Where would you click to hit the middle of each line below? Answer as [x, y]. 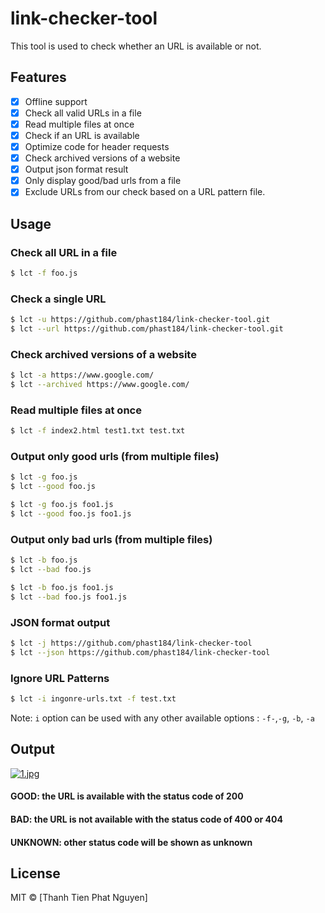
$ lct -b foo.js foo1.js [62, 587]
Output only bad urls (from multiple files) [111, 539]
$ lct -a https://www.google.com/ [82, 375]
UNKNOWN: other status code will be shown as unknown [131, 842]
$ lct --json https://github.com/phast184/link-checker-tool [140, 652]
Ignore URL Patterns [60, 678]
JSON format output [60, 622]
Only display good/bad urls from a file [103, 181]
